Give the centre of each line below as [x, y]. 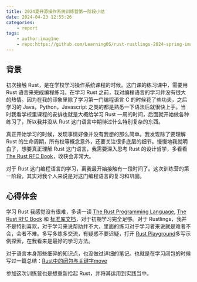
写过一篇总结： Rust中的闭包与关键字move [57, 261]
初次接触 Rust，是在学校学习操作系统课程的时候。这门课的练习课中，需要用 [97, 85]
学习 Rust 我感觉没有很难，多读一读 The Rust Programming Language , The [96, 211]
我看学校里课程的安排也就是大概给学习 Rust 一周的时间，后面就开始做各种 [100, 114]
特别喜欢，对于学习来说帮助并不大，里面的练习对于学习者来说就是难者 [101, 226]
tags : [13, 33]
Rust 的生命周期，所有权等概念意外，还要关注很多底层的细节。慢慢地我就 [94, 141]
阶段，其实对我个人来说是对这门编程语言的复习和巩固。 [78, 176]
